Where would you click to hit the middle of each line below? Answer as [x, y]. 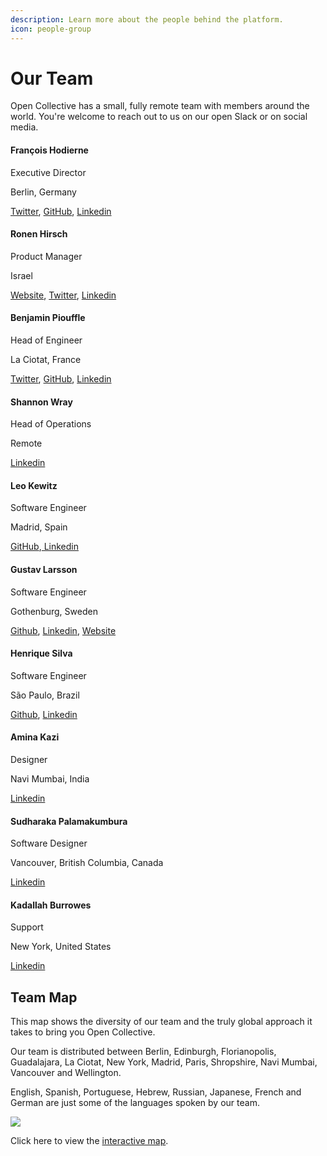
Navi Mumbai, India [50, 779]
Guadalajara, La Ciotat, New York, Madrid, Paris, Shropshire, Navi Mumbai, [164, 1062]
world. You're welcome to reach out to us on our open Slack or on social [159, 117]
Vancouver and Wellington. [66, 1073]
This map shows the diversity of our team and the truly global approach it [161, 1022]
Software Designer [49, 843]
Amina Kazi [35, 737]
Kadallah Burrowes [51, 905]
